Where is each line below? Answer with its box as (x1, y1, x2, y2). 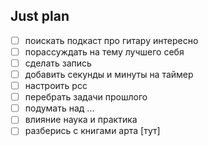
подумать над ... (24, 102, 95, 114)
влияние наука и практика (24, 114, 138, 126)
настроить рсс (24, 80, 88, 92)
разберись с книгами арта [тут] (24, 125, 161, 137)
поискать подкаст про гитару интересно (24, 34, 199, 46)
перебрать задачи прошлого (24, 91, 148, 103)
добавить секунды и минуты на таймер (24, 69, 194, 80)
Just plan (10, 8, 70, 25)
